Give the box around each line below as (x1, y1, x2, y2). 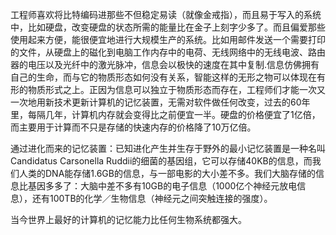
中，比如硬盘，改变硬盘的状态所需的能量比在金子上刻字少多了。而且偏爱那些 (10, 21, 326, 33)
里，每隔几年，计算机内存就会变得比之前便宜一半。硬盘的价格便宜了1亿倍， (10, 109, 321, 120)
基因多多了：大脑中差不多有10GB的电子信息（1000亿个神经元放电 (27, 180, 298, 192)
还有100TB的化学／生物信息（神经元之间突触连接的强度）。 (31, 193, 273, 204)
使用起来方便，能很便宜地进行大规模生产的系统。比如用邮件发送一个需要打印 (10, 34, 326, 45)
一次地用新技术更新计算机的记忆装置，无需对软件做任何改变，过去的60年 (10, 96, 311, 108)
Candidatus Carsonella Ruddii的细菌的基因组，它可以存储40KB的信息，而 (10, 155, 313, 167)
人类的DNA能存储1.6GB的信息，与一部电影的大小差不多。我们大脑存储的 (18, 168, 316, 179)
